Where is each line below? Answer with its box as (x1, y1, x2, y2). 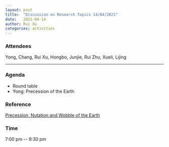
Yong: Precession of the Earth (12, 88, 74, 94)
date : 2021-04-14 (5, 17, 46, 22)
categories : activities (5, 26, 55, 31)
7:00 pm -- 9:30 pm (5, 136, 46, 142)
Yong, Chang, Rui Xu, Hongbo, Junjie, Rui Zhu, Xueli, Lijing (5, 54, 127, 60)
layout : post (5, 7, 33, 13)
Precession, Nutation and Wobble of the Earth (5, 112, 100, 118)
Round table (12, 83, 38, 89)
